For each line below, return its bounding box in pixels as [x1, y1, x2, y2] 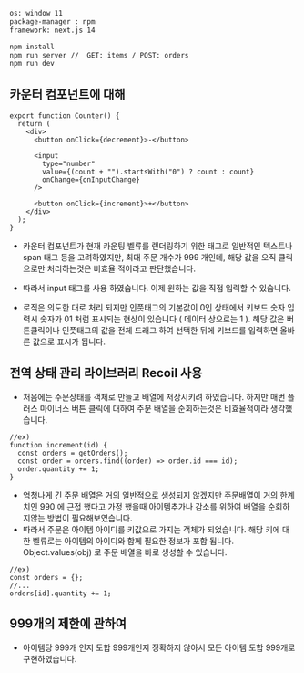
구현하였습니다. [22, 653, 77, 664]
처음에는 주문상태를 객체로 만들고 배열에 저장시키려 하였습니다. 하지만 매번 [22, 391, 286, 402]
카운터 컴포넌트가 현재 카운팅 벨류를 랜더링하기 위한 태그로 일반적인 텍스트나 [22, 240, 293, 251]
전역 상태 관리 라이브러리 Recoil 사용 [9, 365, 203, 381]
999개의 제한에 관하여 [9, 616, 127, 632]
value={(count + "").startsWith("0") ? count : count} [42, 167, 255, 177]
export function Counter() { [9, 111, 120, 121]
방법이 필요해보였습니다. [46, 512, 134, 523]
